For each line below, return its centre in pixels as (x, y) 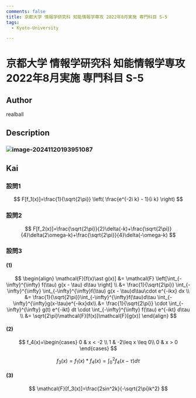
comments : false (26, 11)
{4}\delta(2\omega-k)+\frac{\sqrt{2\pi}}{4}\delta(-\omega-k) (94, 235)
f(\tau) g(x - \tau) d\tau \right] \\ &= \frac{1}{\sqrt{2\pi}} (108, 284)
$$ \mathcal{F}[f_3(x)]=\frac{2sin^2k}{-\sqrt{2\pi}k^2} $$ (98, 388)
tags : (13, 22)
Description (28, 133)
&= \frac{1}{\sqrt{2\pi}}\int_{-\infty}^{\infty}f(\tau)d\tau (90, 297)
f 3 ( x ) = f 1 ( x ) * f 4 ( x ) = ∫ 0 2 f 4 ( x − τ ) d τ (98, 361)
